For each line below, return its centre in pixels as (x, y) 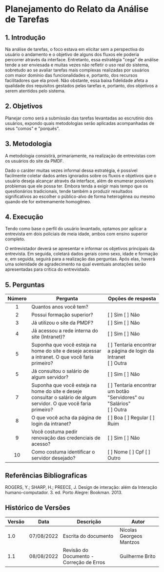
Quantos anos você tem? (60, 307)
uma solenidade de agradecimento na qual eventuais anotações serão (76, 264)
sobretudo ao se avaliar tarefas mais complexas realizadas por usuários (77, 70)
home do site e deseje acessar (66, 351)
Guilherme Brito (137, 556)
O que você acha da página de (66, 418)
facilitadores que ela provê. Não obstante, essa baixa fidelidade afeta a (76, 80)
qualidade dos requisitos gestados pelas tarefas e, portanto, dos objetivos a (81, 86)
